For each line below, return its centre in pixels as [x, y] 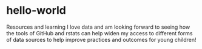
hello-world [36, 10]
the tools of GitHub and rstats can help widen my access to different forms [99, 33]
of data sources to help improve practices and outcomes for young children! [101, 39]
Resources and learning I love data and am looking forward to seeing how [98, 27]
